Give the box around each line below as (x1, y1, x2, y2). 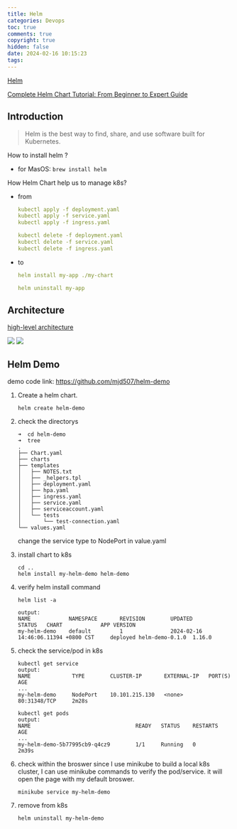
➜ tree (17, 437, 40, 444)
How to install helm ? (7, 151, 69, 159)
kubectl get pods (17, 710, 70, 717)
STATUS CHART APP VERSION (17, 621, 136, 629)
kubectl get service (17, 660, 79, 668)
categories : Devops (7, 17, 65, 24)
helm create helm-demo (17, 405, 85, 412)
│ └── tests (17, 512, 60, 519)
